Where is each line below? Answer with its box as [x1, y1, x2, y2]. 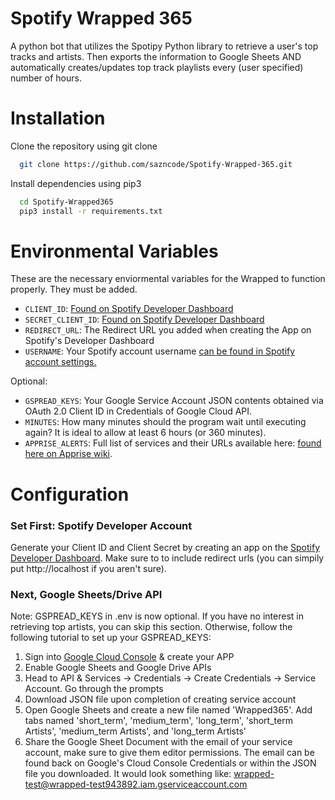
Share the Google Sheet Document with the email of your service [24, 736, 293, 748]
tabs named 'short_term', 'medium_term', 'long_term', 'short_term [24, 715, 293, 727]
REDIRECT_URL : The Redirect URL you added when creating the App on [24, 324, 312, 336]
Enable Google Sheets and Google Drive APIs [24, 662, 212, 674]
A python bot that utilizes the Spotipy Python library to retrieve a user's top [10, 40, 319, 52]
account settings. [24, 356, 97, 368]
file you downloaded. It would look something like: [24, 768, 232, 780]
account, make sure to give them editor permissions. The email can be [24, 747, 315, 759]
